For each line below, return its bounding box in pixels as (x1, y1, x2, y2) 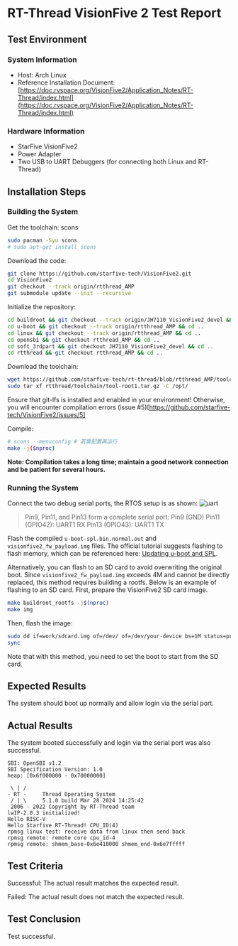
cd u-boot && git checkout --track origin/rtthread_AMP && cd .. (7, 323, 204, 330)
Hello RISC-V (7, 816, 46, 823)
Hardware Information (7, 126, 85, 136)
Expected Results (7, 680, 86, 692)
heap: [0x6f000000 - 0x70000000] (7, 773, 106, 780)
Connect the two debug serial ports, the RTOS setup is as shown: (7, 499, 198, 507)
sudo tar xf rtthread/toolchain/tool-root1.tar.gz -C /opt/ (7, 382, 189, 390)
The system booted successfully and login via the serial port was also (7, 738, 211, 747)
